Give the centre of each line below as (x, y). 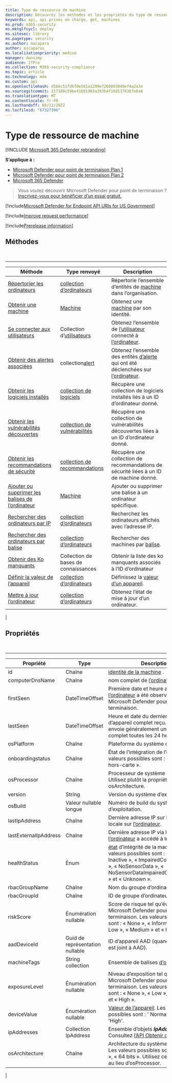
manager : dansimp (24, 58)
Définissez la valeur (135, 577)
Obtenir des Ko (26, 559)
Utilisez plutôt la (127, 779)
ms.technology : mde (26, 77)
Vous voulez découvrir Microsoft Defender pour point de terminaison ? (92, 190)
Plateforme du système (136, 744)
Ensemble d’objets (130, 1029)
